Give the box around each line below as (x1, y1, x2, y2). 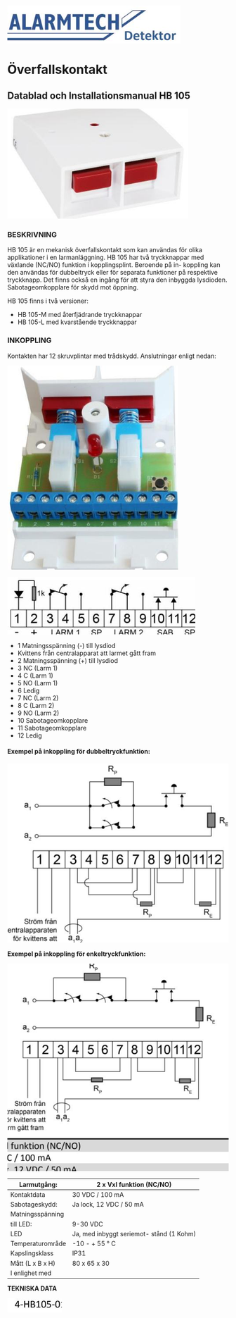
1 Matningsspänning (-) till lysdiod (17, 641, 116, 649)
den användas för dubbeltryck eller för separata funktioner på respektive (7, 268, 218, 277)
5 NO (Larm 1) (17, 678, 58, 687)
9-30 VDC (72, 1219, 103, 1228)
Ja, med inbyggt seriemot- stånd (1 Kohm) (72, 1229, 197, 1238)
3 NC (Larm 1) (17, 664, 58, 672)
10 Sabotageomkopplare (17, 716, 88, 724)
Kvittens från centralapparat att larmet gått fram (17, 649, 157, 657)
